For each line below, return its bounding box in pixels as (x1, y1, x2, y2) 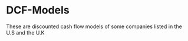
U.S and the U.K (6, 29, 45, 36)
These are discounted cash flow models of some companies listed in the (6, 23, 183, 30)
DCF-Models (6, 4, 70, 17)
